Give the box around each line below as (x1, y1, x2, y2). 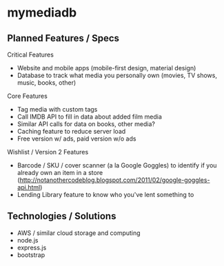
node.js (17, 236, 39, 244)
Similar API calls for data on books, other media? (17, 120, 155, 128)
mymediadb (7, 5, 77, 21)
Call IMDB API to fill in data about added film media (17, 112, 162, 121)
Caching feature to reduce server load (17, 127, 126, 135)
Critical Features (7, 50, 54, 59)
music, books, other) (17, 79, 77, 87)
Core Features (7, 92, 48, 100)
